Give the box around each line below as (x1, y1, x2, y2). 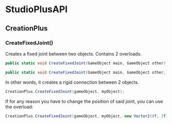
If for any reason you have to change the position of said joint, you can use (5, 98, 163, 104)
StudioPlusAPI (5, 4, 68, 15)
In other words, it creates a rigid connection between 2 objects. (5, 79, 139, 85)
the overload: (5, 104, 33, 110)
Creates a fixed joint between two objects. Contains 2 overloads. (5, 51, 142, 57)
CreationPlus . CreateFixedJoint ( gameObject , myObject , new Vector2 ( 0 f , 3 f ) (5, 113, 168, 118)
